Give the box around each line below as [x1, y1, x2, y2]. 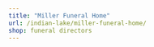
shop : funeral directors [8, 26, 92, 34]
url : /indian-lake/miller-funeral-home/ [8, 19, 148, 27]
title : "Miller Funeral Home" [8, 11, 111, 20]
